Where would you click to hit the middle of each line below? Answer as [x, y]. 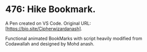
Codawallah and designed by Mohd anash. [50, 43]
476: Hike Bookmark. [50, 9]
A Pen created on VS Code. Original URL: [48, 23]
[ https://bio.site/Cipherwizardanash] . [44, 28]
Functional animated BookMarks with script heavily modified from [74, 38]
